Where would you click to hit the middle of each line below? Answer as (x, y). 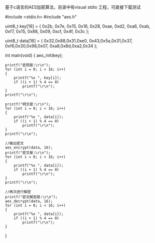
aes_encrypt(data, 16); (29, 147)
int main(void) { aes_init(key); (34, 55)
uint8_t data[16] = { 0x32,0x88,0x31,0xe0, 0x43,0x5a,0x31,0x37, (69, 41)
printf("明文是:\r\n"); (28, 104)
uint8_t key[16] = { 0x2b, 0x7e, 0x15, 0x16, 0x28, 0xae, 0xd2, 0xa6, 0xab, (78, 26)
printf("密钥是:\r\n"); (28, 65)
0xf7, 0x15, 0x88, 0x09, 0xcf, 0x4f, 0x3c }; (47, 31)
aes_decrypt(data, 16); (29, 201)
